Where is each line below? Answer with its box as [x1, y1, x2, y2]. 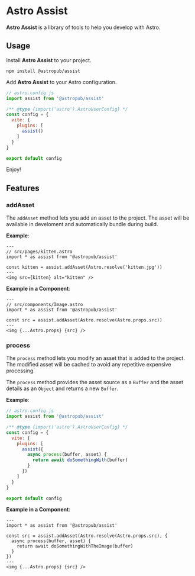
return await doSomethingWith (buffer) [32, 457, 128, 463]
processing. [6, 367, 35, 374]
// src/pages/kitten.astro [6, 249, 73, 255]
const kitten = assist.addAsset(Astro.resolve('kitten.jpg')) [6, 265, 162, 271]
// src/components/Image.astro [6, 302, 83, 308]
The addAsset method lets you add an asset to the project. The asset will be [6, 214, 190, 221]
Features [6, 183, 40, 193]
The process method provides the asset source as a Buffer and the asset [6, 379, 184, 386]
